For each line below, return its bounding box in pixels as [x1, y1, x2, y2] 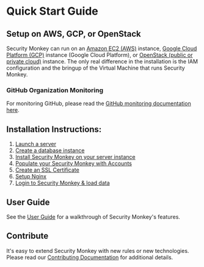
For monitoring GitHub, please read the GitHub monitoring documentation [6, 100, 191, 108]
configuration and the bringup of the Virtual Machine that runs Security [6, 64, 185, 71]
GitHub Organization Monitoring [6, 86, 104, 94]
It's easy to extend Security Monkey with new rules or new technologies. [6, 247, 189, 254]
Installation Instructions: [6, 124, 102, 134]
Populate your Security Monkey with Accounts [15, 160, 133, 167]
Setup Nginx [15, 173, 47, 180]
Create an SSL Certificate [15, 166, 79, 174]
